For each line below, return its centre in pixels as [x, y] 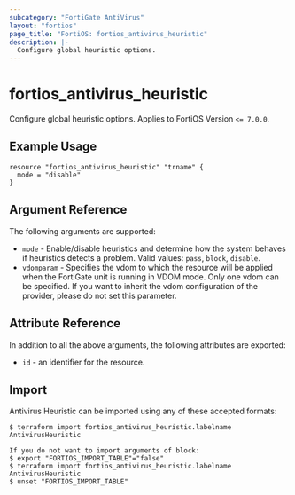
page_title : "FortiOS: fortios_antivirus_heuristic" [109, 34]
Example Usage [53, 147]
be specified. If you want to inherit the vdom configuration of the [140, 286]
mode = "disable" [49, 175]
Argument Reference [68, 210]
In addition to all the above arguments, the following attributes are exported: [147, 345]
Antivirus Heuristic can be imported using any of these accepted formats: [143, 411]
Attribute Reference [65, 323]
